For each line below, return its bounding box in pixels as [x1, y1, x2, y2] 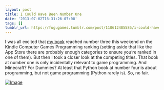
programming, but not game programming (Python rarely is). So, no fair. [5, 70, 149, 76]
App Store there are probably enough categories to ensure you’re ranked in [5, 49, 157, 55]
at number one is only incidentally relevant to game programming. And [5, 60, 147, 66]
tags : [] [5, 21, 23, 26]
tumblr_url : [5, 25, 29, 30]
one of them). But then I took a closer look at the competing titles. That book [5, 54, 159, 60]
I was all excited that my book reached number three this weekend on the [5, 39, 153, 45]
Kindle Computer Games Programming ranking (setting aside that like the [5, 44, 152, 50]
